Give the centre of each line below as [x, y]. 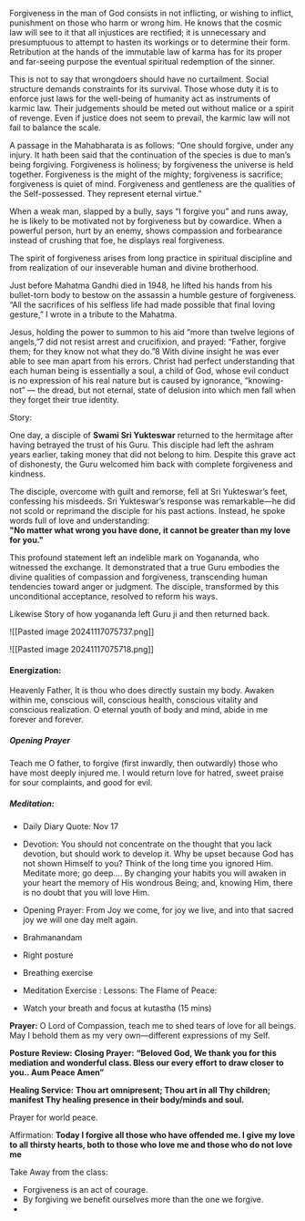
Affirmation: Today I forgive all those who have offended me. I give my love [152, 1135]
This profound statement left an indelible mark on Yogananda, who [134, 558]
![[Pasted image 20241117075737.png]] [82, 631]
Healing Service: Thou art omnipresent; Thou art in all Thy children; [140, 1090]
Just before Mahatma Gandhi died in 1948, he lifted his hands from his [141, 285]
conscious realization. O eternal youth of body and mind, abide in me [139, 710]
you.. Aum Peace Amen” [57, 1072]
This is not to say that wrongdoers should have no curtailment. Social [139, 79]
